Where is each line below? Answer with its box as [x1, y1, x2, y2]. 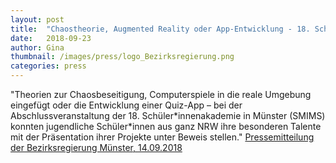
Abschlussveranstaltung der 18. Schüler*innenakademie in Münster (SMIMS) [10, 110, 326, 121]
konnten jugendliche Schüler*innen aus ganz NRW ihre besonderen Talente [10, 121, 322, 132]
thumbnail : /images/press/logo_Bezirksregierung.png [10, 52, 235, 62]
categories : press [10, 61, 87, 71]
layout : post [10, 14, 65, 25]
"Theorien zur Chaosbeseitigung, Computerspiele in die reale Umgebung [10, 89, 312, 100]
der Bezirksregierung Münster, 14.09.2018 [10, 142, 183, 153]
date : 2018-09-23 [10, 33, 92, 43]
